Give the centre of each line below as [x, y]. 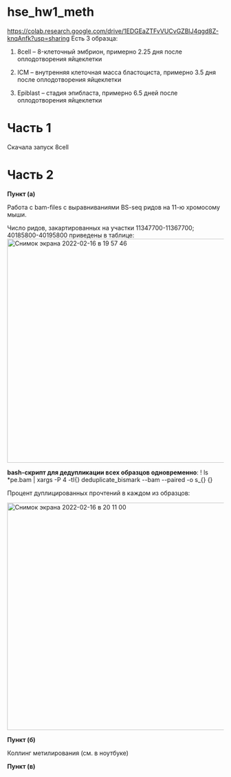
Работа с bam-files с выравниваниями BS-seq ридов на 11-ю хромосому [114, 207]
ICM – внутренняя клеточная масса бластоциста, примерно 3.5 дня [117, 72]
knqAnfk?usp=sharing [38, 38]
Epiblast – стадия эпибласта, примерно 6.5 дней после [97, 93]
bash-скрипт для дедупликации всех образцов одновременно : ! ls [108, 472]
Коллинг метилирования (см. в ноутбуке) [68, 753]
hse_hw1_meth [51, 12]
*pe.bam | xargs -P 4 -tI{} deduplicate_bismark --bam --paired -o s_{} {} [110, 479]
